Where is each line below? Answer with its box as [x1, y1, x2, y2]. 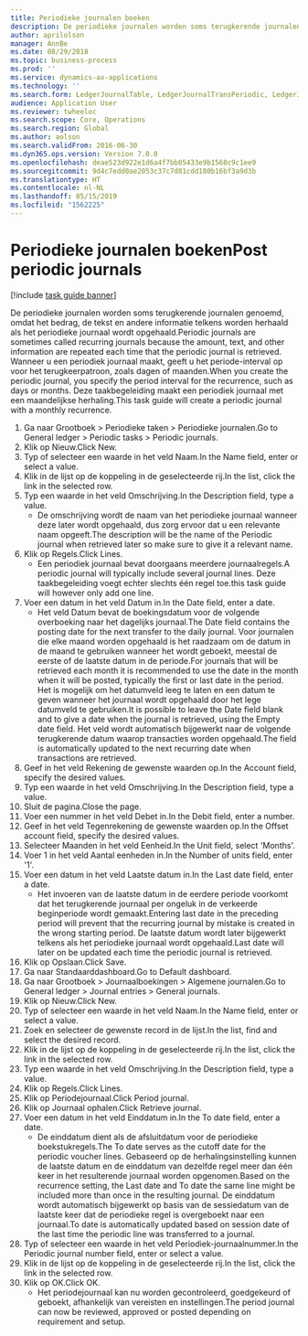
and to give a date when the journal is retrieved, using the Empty [37, 713, 281, 724]
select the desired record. [23, 1034, 122, 1045]
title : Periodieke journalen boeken [10, 13, 150, 23]
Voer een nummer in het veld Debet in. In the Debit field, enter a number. [23, 810, 295, 821]
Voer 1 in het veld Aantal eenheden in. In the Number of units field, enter [23, 850, 293, 860]
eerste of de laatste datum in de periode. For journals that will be [37, 655, 279, 666]
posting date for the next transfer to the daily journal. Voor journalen [37, 625, 294, 636]
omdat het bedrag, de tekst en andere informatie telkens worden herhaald [10, 316, 289, 327]
